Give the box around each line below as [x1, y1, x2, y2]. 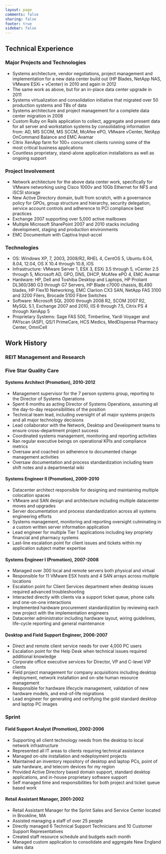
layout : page [5, 7, 32, 12]
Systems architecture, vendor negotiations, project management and [12, 70, 153, 76]
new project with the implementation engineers [12, 610, 109, 616]
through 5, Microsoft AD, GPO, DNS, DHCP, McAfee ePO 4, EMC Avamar [12, 271, 160, 277]
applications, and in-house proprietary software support [12, 774, 127, 780]
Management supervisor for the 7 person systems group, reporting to [12, 390, 155, 396]
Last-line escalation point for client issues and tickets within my [12, 540, 142, 546]
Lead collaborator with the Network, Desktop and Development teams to [12, 422, 161, 428]
